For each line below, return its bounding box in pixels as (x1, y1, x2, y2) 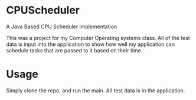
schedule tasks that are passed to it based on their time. (6, 46, 143, 54)
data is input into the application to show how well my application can (6, 41, 175, 48)
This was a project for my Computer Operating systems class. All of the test (6, 34, 190, 41)
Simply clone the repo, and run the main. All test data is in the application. (6, 86, 185, 94)
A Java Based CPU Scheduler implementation (6, 23, 117, 30)
